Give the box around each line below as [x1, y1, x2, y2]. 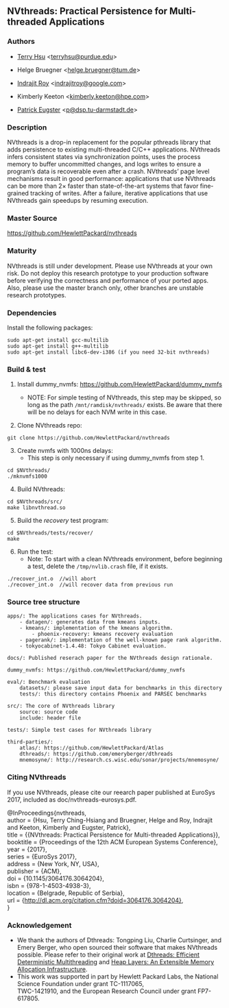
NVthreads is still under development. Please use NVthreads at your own [7, 262, 213, 270]
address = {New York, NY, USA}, [7, 859, 99, 868]
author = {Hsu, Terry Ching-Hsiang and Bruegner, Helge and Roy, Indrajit [7, 815, 213, 824]
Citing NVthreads [7, 772, 67, 782]
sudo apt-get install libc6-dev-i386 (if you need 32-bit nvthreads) [7, 349, 210, 356]
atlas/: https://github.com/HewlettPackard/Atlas [19, 745, 165, 752]
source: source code [19, 709, 78, 715]
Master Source [7, 213, 58, 223]
